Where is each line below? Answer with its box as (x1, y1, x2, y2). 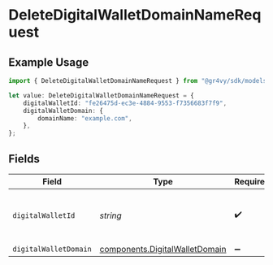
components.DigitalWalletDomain (99, 243, 227, 254)
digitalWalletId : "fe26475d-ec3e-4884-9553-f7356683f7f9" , (23, 99, 227, 107)
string (99, 210, 122, 221)
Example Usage (8, 55, 89, 69)
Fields (8, 152, 41, 166)
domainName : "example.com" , (37, 114, 132, 123)
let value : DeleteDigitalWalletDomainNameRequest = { (8, 91, 195, 99)
